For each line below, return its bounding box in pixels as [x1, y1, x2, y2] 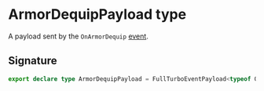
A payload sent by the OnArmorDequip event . [8, 31, 149, 41]
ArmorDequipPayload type [8, 5, 187, 24]
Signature [8, 54, 57, 67]
